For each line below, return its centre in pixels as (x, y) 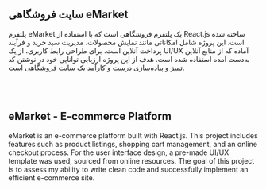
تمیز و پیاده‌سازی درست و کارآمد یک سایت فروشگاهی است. (96, 67)
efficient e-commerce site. (52, 177)
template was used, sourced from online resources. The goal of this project (131, 160)
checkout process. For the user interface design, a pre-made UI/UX (119, 152)
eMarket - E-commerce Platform (90, 116)
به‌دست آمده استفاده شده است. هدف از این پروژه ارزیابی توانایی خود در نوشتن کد (129, 59)
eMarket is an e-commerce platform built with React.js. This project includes (133, 135)
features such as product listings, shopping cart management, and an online (133, 144)
